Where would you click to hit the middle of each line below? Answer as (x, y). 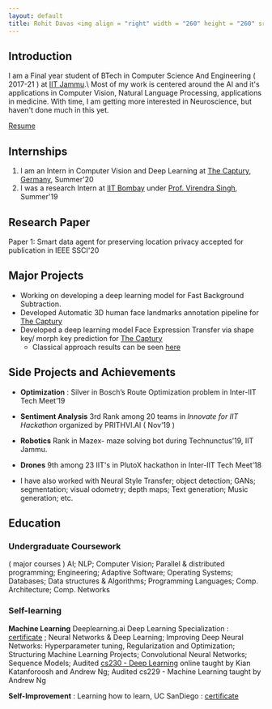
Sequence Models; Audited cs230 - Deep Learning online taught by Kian (130, 663)
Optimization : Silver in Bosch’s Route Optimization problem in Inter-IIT (138, 392)
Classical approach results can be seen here (106, 347)
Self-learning (35, 611)
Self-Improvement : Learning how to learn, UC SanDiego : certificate (123, 696)
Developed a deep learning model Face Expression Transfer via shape (137, 330)
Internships (38, 151)
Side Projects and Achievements (92, 372)
